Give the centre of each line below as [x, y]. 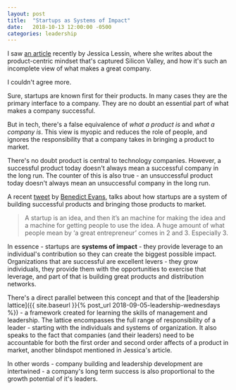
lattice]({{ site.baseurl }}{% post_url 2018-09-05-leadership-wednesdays [114, 305]
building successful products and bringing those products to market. [107, 205]
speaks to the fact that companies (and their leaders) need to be [101, 335]
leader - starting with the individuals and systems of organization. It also [112, 328]
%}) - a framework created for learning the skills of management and [107, 313]
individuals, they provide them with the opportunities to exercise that [107, 269]
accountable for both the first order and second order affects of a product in [118, 343]
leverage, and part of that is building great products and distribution [106, 276]
